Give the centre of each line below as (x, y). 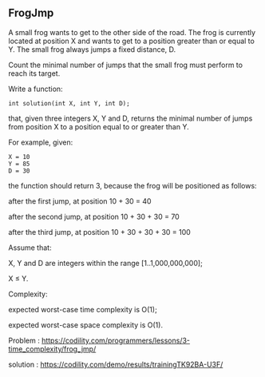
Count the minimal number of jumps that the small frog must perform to (126, 65)
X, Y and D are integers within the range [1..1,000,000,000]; (106, 263)
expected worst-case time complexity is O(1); (83, 309)
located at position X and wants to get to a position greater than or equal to (132, 41)
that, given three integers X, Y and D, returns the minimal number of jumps (131, 118)
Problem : (24, 340)
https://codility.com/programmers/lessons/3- (115, 340)
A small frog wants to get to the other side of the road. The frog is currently (132, 32)
